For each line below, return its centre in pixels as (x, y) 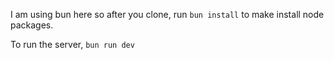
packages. (32, 25)
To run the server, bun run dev (72, 44)
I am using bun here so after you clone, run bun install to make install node (167, 14)
